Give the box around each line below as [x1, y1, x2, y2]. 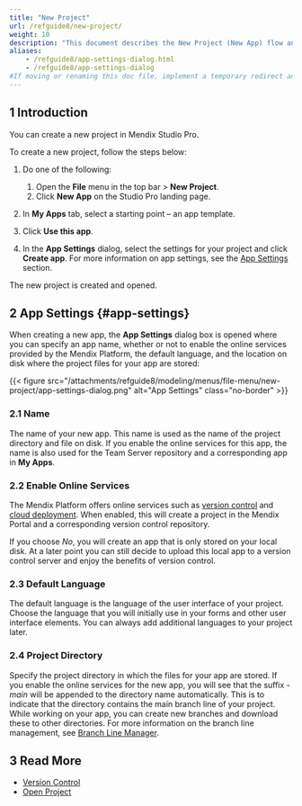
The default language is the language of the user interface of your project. [9, 598, 285, 609]
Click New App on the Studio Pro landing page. [35, 191, 211, 201]
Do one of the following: [22, 164, 112, 175]
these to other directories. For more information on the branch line [9, 717, 254, 729]
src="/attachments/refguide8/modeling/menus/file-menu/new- [47, 375, 281, 387]
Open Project [22, 786, 72, 797]
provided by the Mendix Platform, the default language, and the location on [9, 348, 288, 360]
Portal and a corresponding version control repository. [9, 518, 210, 529]
